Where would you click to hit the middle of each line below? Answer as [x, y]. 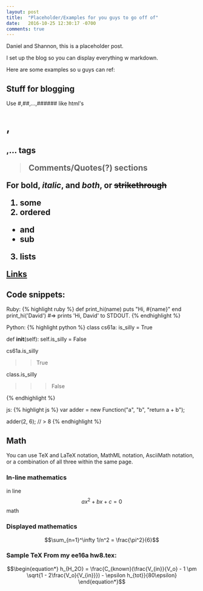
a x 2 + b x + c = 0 [102, 500]
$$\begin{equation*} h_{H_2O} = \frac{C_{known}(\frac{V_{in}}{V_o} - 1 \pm [102, 569]
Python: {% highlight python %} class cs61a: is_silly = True [79, 327]
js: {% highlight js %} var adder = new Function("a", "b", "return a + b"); [96, 410]
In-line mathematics [37, 477]
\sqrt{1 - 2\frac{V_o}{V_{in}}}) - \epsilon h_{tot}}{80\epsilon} [102, 575]
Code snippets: [36, 295]
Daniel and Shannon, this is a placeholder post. [65, 46]
